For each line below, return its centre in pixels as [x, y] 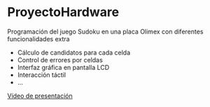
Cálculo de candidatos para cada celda [74, 52]
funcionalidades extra [38, 38]
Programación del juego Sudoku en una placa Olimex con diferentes [105, 31]
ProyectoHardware [63, 12]
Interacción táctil [42, 75]
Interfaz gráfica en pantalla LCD [63, 67]
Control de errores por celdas [60, 59]
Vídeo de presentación [40, 96]
